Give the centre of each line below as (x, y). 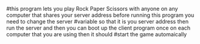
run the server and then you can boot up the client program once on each (98, 28)
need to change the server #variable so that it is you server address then (98, 21)
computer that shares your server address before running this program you (100, 15)
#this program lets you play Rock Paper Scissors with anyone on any (92, 9)
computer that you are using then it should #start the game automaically (97, 34)
